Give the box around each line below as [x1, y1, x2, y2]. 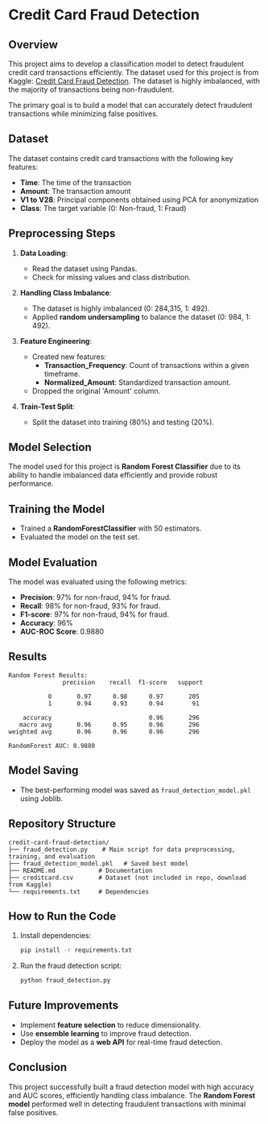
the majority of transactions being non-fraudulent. [8, 85, 175, 94]
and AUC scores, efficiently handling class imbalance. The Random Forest [8, 1090, 256, 1100]
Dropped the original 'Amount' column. [31, 386, 161, 395]
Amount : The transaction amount [19, 186, 131, 196]
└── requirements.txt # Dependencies [8, 887, 150, 895]
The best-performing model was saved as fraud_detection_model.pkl [19, 785, 252, 795]
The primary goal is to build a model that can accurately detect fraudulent [8, 101, 253, 110]
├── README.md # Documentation [8, 866, 153, 874]
